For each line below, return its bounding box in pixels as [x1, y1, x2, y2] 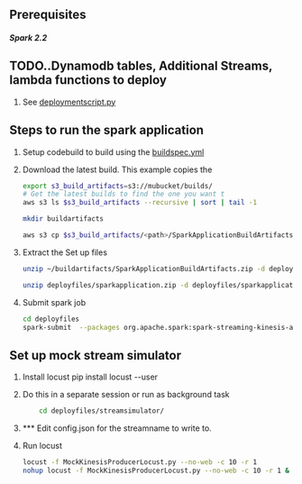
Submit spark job [22, 297, 87, 307]
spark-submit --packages [22, 323, 120, 332]
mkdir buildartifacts [22, 215, 104, 224]
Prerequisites [9, 7, 87, 23]
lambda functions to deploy [9, 72, 167, 88]
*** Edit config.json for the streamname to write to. [22, 423, 212, 434]
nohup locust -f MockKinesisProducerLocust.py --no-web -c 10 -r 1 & [22, 466, 290, 476]
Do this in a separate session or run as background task [22, 389, 230, 400]
